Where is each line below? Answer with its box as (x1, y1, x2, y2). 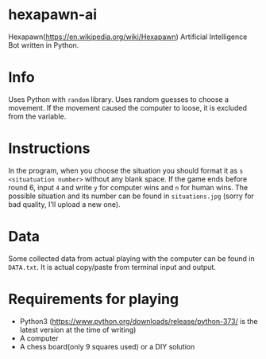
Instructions (8, 139, 91, 158)
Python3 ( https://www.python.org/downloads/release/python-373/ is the (19, 316, 258, 326)
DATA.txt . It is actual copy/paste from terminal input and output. (8, 262, 217, 271)
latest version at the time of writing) (19, 325, 137, 334)
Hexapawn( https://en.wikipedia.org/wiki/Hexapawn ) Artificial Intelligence (8, 32, 248, 41)
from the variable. (8, 111, 67, 121)
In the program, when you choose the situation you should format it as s (8, 166, 244, 175)
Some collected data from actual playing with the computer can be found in (8, 253, 256, 263)
